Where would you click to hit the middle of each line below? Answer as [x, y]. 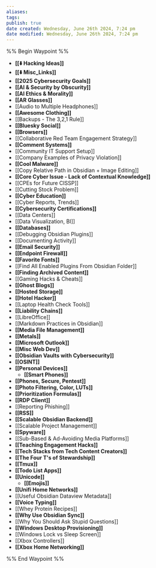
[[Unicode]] [30, 477]
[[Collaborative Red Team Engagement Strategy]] [76, 138]
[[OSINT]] [27, 362]
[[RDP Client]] [32, 400]
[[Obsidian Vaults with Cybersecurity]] [64, 356]
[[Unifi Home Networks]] [46, 490]
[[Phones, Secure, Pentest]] [50, 381]
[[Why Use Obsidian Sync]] [49, 515]
